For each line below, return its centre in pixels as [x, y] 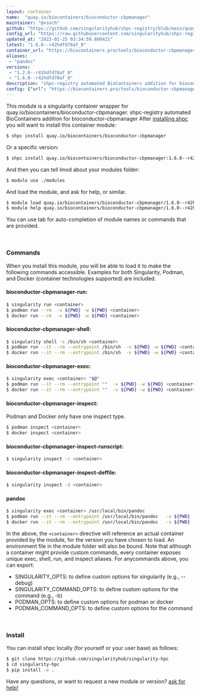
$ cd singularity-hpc [33, 665]
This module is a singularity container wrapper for [67, 106]
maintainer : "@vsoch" [33, 23]
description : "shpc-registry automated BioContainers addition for [92, 84]
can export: [20, 565]
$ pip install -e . [30, 670]
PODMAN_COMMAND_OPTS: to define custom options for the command [104, 608]
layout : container [29, 12]
